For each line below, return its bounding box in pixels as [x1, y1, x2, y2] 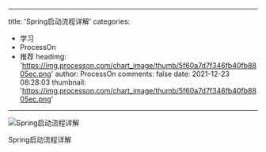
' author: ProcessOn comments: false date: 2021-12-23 [51, 69, 230, 78]
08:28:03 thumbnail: [19, 78, 86, 87]
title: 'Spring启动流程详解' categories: [8, 17, 131, 26]
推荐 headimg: [19, 52, 67, 61]
